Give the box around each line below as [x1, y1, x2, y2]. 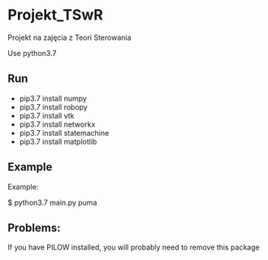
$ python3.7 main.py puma [7, 197, 97, 207]
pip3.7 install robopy [19, 102, 89, 111]
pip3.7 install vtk [19, 110, 75, 120]
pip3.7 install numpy [19, 93, 87, 103]
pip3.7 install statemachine [19, 128, 110, 137]
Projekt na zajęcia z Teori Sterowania [7, 32, 132, 42]
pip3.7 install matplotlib [19, 136, 97, 146]
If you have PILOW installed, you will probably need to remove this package [7, 242, 261, 253]
